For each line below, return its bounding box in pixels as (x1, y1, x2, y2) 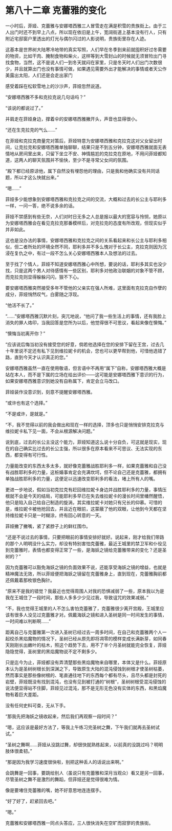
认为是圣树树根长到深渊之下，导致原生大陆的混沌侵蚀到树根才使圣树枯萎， (9, 666, 167, 672)
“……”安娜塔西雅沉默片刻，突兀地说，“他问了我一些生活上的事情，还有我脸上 (5, 313, 166, 319)
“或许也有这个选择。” (5, 399, 48, 406)
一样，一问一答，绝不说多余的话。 (5, 202, 77, 209)
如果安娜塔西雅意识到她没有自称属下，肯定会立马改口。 (5, 378, 122, 384)
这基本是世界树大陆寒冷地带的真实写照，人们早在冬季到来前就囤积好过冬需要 (5, 46, 167, 52)
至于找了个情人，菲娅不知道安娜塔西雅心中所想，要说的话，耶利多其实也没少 (5, 261, 167, 267)
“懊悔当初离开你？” (5, 330, 46, 337)
